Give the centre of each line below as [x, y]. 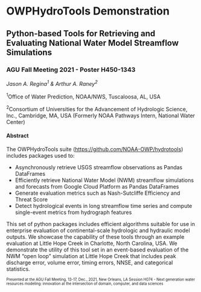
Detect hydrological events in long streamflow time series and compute [104, 206]
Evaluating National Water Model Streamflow [93, 43]
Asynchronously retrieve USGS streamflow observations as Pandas [99, 167]
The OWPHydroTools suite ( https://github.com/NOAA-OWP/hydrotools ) [95, 149]
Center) [16, 122]
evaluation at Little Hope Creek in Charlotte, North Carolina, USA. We [92, 244]
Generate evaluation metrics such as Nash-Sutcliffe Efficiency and [97, 193]
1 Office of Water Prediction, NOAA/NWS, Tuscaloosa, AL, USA [84, 96]
